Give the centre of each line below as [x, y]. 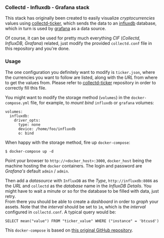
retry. [11, 196]
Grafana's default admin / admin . [37, 171]
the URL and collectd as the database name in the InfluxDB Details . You [78, 186]
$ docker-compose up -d [29, 151]
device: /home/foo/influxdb [47, 129]
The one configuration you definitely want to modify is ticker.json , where [80, 72]
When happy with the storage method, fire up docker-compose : [68, 142]
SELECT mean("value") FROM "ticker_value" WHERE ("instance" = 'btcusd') [82, 221]
